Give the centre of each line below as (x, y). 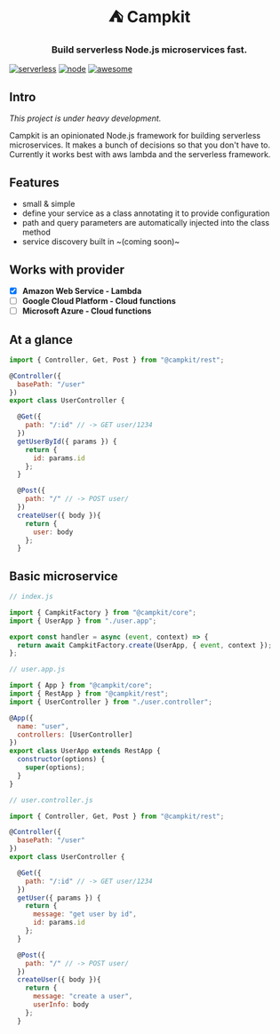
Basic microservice (64, 576)
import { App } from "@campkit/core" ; (81, 686)
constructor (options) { (61, 760)
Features (34, 183)
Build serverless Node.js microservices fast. (149, 50)
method (36, 232)
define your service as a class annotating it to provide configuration (146, 213)
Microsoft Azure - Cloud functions (87, 311)
